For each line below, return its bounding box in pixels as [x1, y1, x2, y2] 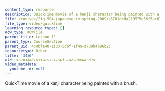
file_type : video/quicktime [5, 21, 63, 26]
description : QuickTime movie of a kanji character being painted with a [5, 12, 160, 17]
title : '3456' [5, 53, 34, 58]
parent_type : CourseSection [5, 39, 63, 44]
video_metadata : [5, 62, 38, 67]
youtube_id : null [9, 67, 45, 72]
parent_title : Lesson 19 [5, 35, 56, 40]
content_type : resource [5, 7, 54, 12]
